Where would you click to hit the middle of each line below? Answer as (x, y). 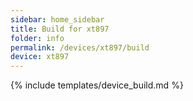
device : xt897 (40, 57)
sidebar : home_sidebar (57, 19)
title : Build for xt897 (60, 29)
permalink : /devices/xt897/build (80, 47)
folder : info (37, 38)
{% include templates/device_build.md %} (97, 85)
